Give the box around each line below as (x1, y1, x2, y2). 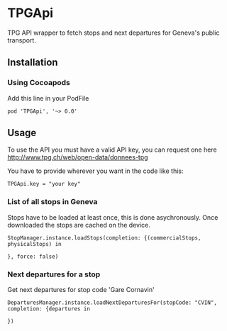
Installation (7, 57, 58, 69)
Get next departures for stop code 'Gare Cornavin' (7, 286, 155, 294)
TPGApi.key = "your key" (7, 181, 81, 188)
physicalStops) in (7, 240, 62, 247)
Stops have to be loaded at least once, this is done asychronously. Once (7, 213, 218, 221)
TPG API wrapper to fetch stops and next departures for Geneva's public (7, 28, 220, 37)
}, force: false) (7, 253, 59, 260)
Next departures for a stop (7, 269, 101, 279)
